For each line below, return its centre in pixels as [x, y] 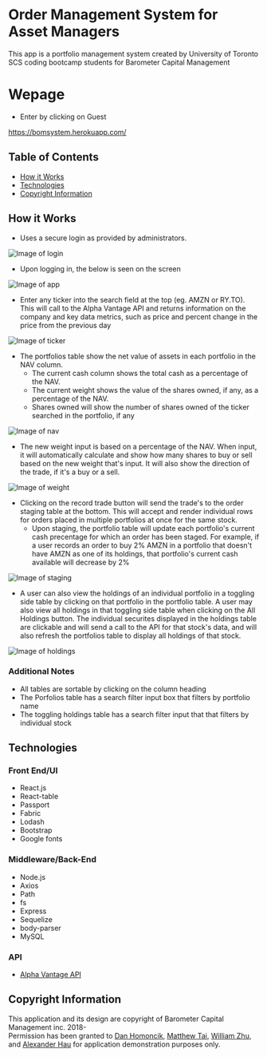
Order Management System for [113, 15]
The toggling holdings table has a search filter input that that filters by [134, 714]
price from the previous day [65, 325]
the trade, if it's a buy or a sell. [70, 472]
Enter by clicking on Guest [63, 117]
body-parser [40, 928]
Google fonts [41, 839]
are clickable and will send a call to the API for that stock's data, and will [138, 627]
